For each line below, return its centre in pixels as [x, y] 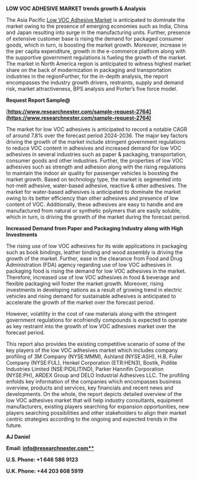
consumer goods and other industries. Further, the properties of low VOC [95, 161]
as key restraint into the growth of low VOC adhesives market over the [91, 326]
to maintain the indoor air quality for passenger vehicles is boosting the [92, 173]
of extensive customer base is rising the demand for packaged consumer [95, 39]
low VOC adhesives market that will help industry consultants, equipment [95, 400]
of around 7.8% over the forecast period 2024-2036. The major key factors [97, 136]
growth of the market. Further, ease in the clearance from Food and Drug [94, 258]
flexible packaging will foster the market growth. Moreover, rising [85, 283]
